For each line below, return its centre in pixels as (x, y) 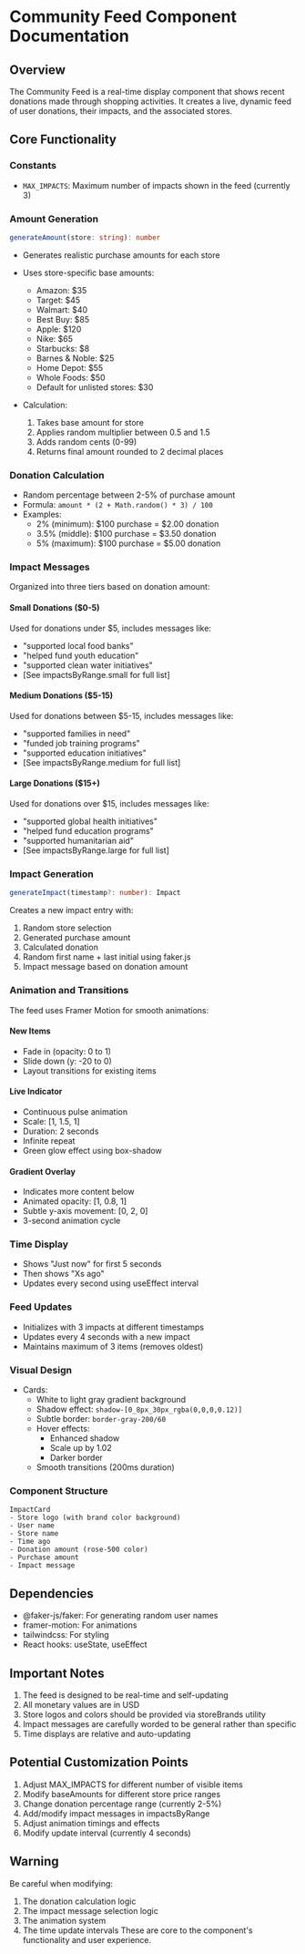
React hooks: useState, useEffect (85, 1645)
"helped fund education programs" (88, 831)
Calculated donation (60, 947)
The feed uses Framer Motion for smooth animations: (109, 1010)
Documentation (70, 36)
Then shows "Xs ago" (63, 1274)
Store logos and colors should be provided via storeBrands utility (144, 1714)
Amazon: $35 (61, 290)
